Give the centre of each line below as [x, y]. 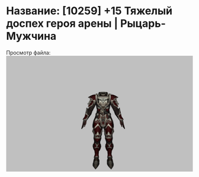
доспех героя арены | [62, 23]
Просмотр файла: [28, 52]
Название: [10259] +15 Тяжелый [89, 11]
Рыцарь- [143, 23]
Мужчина [31, 36]
